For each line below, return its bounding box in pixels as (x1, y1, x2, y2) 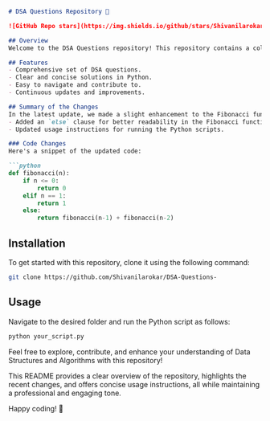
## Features (8, 59, 48, 67)
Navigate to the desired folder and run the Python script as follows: (8, 317, 231, 326)
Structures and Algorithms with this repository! (8, 355, 163, 365)
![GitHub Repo (8, 22, 56, 30)
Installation (8, 236, 66, 250)
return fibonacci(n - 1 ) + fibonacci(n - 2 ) (37, 214, 174, 223)
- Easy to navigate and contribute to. (8, 81, 142, 89)
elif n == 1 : (22, 191, 67, 200)
